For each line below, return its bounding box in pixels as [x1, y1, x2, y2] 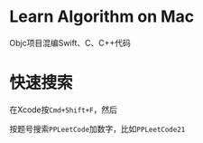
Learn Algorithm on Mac [9, 6, 195, 27]
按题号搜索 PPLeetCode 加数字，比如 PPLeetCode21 [9, 123, 186, 134]
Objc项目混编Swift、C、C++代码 [9, 37, 131, 48]
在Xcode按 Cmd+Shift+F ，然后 [9, 104, 118, 115]
